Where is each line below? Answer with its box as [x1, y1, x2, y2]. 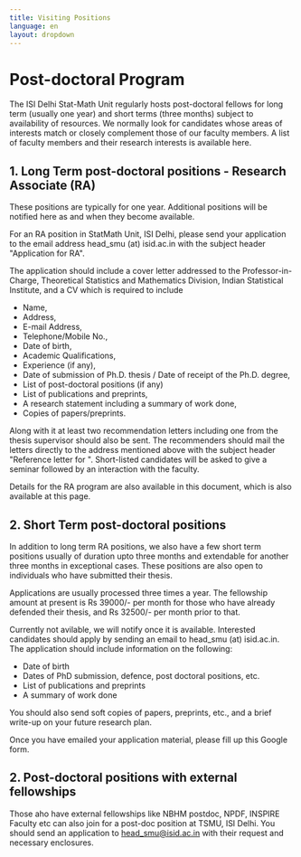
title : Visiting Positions [9, 13, 111, 23]
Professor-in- [242, 266, 292, 277]
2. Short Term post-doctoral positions [9, 517, 227, 532]
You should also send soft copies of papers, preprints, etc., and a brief [9, 707, 272, 718]
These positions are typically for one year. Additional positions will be [9, 202, 268, 212]
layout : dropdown [9, 30, 75, 39]
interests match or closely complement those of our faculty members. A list [9, 127, 290, 138]
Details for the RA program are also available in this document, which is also [9, 481, 292, 493]
